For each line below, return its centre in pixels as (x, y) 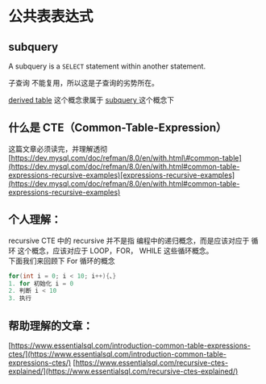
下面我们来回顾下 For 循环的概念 (62, 261)
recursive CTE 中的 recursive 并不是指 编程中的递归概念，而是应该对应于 (129, 240)
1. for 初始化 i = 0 (41, 283)
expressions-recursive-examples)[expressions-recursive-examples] (122, 175)
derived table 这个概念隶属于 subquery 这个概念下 (91, 100)
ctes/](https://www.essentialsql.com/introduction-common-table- (118, 354)
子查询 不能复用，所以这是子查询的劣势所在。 (83, 83)
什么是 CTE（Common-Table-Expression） (118, 128)
